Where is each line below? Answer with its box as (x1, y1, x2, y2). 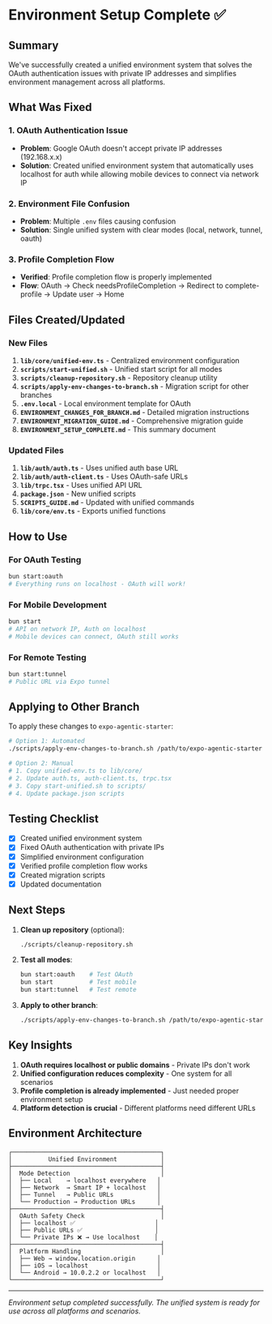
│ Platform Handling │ (8, 1247, 164, 1255)
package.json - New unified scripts (19, 489, 136, 499)
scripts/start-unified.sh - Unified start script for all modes (19, 364, 223, 374)
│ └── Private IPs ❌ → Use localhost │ (8, 1233, 159, 1241)
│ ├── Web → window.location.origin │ (8, 1254, 161, 1262)
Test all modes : (19, 955, 73, 965)
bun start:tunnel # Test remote (19, 986, 137, 994)
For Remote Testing (8, 651, 87, 663)
